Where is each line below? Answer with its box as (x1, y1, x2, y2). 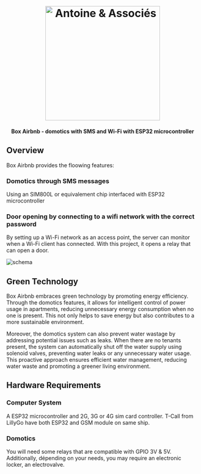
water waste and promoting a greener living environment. (6, 362, 151, 370)
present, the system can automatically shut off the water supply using (6, 343, 182, 350)
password (6, 220, 37, 228)
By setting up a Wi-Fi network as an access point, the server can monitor (6, 234, 191, 241)
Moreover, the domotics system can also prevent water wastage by (6, 330, 176, 337)
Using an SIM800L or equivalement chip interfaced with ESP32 (6, 190, 165, 198)
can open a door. (6, 246, 49, 254)
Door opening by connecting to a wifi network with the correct (6, 212, 195, 221)
